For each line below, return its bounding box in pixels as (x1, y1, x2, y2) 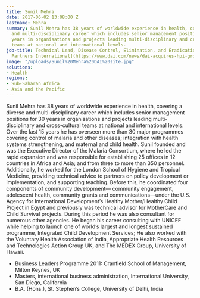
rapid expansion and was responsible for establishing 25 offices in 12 (6, 153, 176, 160)
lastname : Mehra (6, 20, 46, 26)
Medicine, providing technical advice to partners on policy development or (6, 172, 189, 179)
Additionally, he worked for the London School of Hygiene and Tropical (6, 166, 180, 173)
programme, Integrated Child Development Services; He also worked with (6, 229, 187, 236)
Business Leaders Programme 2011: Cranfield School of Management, (14, 260, 186, 267)
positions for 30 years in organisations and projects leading (6, 115, 152, 122)
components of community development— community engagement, (6, 185, 174, 192)
